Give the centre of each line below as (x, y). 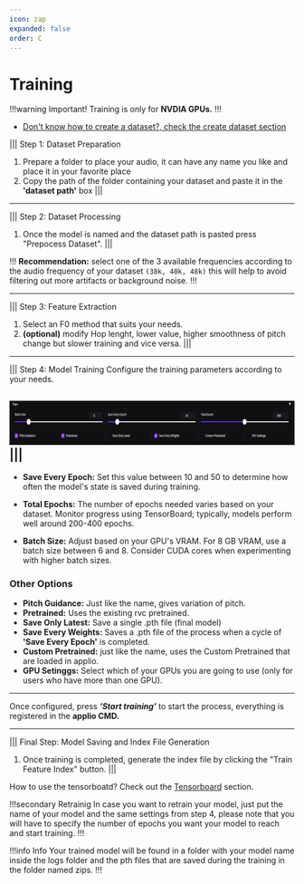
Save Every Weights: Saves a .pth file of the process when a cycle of (152, 632)
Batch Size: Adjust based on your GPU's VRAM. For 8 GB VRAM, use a (154, 541)
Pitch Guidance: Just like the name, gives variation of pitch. (134, 603)
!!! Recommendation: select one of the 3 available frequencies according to (151, 262)
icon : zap (28, 19)
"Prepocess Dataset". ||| (67, 244)
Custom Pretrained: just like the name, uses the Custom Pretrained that (157, 651)
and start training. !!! (47, 833)
